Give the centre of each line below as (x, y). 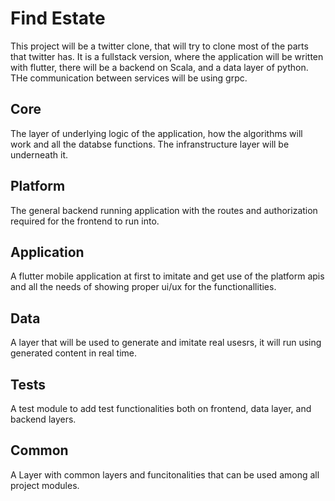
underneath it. (39, 154)
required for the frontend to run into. (85, 221)
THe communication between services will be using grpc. (129, 78)
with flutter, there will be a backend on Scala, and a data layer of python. (159, 67)
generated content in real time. (74, 353)
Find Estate (58, 18)
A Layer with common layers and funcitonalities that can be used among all (165, 474)
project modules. (45, 485)
